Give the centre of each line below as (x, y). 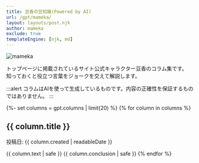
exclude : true (24, 34)
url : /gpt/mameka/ (29, 17)
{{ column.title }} (38, 126)
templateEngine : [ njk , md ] (40, 39)
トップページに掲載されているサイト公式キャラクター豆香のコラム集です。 (97, 68)
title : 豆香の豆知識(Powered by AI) (49, 12)
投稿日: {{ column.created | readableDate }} (59, 142)
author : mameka (25, 28)
